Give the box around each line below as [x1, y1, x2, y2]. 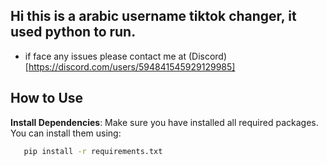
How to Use [10, 90, 84, 107]
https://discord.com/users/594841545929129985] [28, 60, 236, 73]
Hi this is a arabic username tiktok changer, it [10, 8, 297, 25]
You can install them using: [10, 127, 122, 139]
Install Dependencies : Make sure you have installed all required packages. [10, 116, 319, 128]
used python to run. [10, 24, 137, 41]
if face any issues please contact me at [24, 50, 187, 62]
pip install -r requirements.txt [23, 146, 163, 156]
